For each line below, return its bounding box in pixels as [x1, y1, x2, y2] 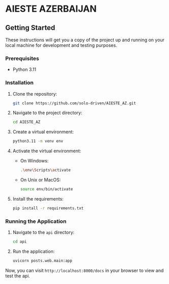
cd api [12, 239, 27, 244]
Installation [5, 79, 34, 87]
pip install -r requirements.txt [12, 206, 84, 211]
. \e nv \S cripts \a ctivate [20, 167, 71, 173]
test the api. [5, 273, 31, 279]
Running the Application [5, 217, 67, 224]
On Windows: [20, 158, 49, 164]
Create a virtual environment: [12, 129, 74, 135]
